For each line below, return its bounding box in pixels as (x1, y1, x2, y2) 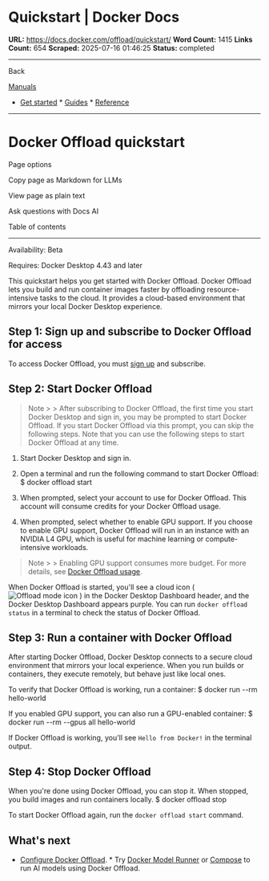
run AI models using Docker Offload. (19, 863, 141, 873)
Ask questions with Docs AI (8, 206, 98, 216)
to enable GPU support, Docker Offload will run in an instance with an (19, 525, 250, 535)
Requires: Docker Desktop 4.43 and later (8, 260, 143, 270)
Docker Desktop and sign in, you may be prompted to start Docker (27, 412, 247, 422)
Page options (8, 159, 52, 169)
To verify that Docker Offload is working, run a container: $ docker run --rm (8, 685, 258, 695)
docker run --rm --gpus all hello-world (8, 717, 136, 727)
